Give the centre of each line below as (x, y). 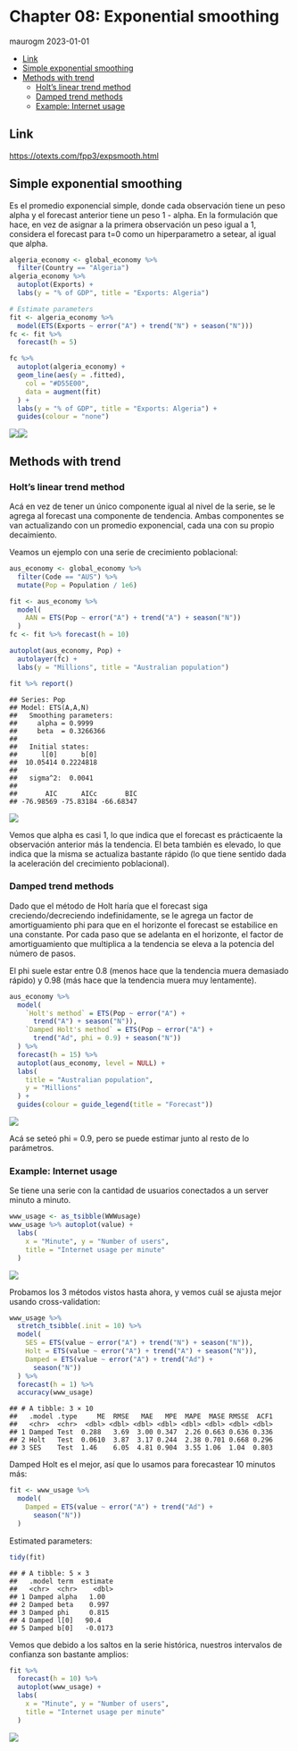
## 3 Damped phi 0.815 (59, 1612)
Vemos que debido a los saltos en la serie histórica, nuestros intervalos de (146, 1645)
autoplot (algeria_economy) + (71, 367)
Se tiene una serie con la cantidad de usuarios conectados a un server (139, 1190)
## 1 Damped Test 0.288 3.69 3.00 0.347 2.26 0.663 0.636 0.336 (141, 1433)
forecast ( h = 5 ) (47, 343)
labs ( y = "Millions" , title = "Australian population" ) (123, 667)
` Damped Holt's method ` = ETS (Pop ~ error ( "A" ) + (120, 1030)
